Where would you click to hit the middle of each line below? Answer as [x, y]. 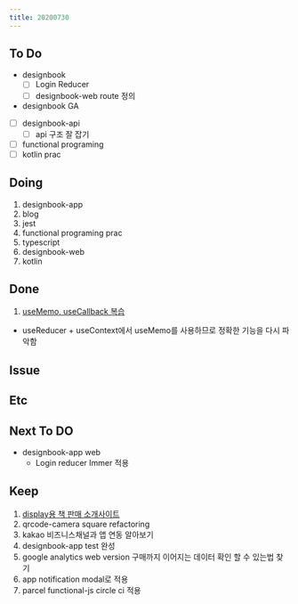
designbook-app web [61, 453]
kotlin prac [41, 154]
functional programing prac [72, 233]
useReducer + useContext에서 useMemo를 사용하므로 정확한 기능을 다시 [151, 331]
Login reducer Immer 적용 [82, 463]
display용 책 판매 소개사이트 [71, 514]
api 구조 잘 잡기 [62, 134]
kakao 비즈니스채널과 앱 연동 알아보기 [88, 535]
